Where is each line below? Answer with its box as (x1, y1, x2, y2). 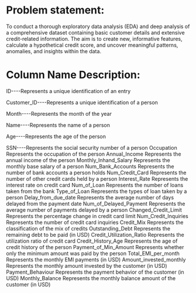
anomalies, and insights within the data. (6, 47, 101, 54)
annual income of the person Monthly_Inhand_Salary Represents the (6, 156, 171, 164)
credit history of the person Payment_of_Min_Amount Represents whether (6, 243, 184, 250)
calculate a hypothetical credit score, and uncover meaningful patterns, (6, 42, 178, 49)
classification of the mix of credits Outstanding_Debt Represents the (6, 225, 171, 232)
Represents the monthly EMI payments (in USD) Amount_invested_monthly (6, 256, 186, 263)
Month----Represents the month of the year (6, 110, 112, 117)
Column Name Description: (6, 68, 140, 82)
